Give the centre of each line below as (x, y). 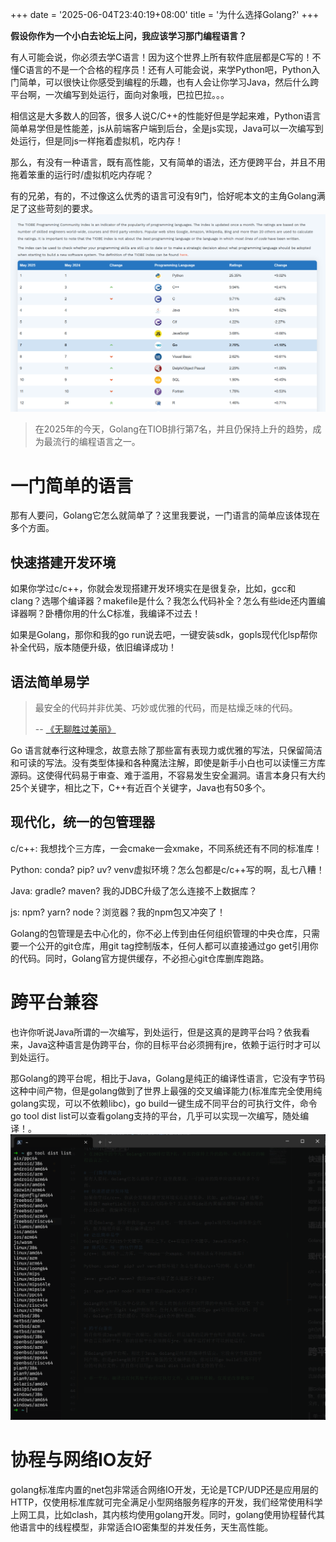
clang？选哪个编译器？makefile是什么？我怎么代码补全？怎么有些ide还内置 (164, 601)
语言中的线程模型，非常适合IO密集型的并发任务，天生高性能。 (146, 1527)
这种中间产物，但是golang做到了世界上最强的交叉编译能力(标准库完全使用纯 (166, 1090)
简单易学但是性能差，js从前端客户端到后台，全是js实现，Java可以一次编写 (162, 128)
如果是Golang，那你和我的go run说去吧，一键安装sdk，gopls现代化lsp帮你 (164, 635)
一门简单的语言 (72, 485)
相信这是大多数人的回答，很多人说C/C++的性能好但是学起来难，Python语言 (166, 116)
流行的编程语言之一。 (96, 442)
